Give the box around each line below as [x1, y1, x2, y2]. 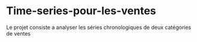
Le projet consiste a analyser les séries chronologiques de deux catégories [6, 24, 192, 31]
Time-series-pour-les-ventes [6, 4, 157, 18]
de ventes [6, 30, 31, 37]
